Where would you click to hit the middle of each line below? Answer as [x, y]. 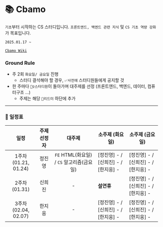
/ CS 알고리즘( [69, 162]
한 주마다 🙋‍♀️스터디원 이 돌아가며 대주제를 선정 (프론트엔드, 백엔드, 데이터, [79, 86]
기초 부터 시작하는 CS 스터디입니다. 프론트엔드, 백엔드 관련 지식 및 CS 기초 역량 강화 [81, 27]
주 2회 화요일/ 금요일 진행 [35, 74]
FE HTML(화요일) [73, 155]
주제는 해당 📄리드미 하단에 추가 [48, 98]
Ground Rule [20, 63]
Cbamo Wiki [16, 51]
